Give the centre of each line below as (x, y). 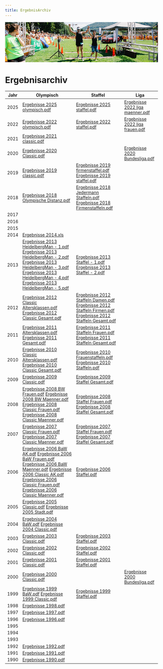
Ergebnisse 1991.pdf (44, 653)
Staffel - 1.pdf (90, 262)
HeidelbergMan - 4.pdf (46, 278)
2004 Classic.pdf (40, 529)
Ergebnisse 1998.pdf (44, 606)
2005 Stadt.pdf (38, 512)
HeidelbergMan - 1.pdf (46, 247)
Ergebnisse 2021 (40, 136)
